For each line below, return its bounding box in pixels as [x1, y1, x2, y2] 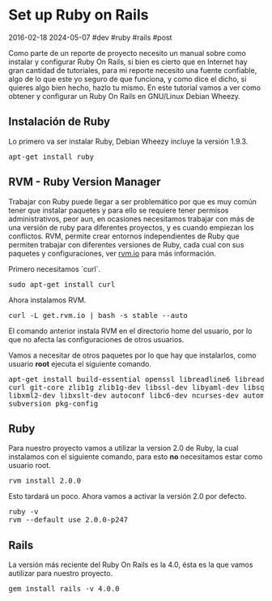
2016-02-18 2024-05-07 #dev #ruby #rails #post [8, 32, 172, 42]
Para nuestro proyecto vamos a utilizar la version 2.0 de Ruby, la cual [8, 444, 239, 453]
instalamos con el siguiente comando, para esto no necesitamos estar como [8, 452, 263, 461]
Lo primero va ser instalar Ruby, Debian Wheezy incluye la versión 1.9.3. [8, 136, 249, 146]
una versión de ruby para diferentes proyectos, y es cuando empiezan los [8, 222, 254, 232]
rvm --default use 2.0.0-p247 [8, 515, 129, 525]
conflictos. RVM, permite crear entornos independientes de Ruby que [8, 231, 240, 241]
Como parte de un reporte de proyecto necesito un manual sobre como [8, 48, 247, 58]
